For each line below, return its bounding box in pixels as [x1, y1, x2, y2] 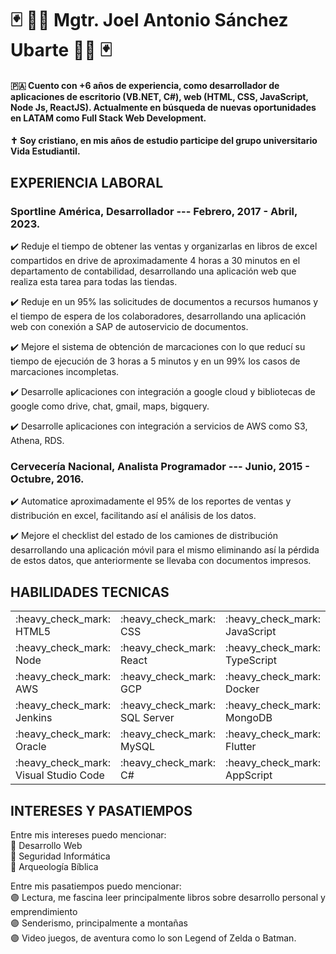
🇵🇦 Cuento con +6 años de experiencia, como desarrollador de [10, 79, 280, 91]
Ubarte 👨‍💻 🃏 [10, 39, 113, 62]
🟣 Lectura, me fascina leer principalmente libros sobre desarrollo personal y [10, 891, 326, 903]
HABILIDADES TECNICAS [10, 583, 170, 601]
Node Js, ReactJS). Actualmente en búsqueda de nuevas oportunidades [10, 101, 317, 113]
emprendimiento [10, 905, 78, 917]
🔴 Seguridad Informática [10, 850, 111, 862]
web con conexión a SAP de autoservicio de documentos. [10, 321, 249, 333]
